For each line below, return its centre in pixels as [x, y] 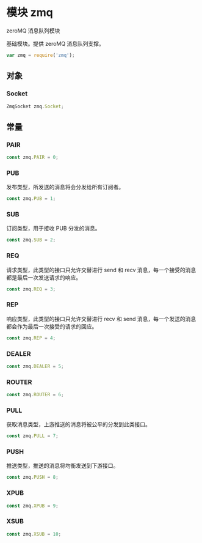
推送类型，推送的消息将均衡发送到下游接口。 [63, 466]
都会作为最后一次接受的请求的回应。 [52, 326]
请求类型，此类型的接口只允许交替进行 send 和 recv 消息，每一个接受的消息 [101, 270]
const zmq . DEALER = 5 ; [35, 366]
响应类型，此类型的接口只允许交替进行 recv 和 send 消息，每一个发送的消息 [101, 319]
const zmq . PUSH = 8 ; [33, 478]
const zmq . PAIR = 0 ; [33, 157]
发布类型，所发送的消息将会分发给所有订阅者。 [65, 187]
